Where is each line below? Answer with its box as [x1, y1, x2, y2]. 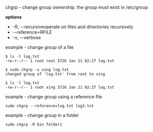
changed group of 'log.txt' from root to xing [5, 72, 105, 77]
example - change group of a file [5, 44, 74, 50]
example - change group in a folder [5, 112, 79, 118]
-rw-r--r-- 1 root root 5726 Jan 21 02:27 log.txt [5, 58, 114, 63]
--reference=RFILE [12, 29, 52, 35]
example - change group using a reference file [5, 94, 102, 100]
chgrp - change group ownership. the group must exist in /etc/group [5, 5, 148, 10]
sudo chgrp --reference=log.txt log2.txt [5, 103, 94, 108]
